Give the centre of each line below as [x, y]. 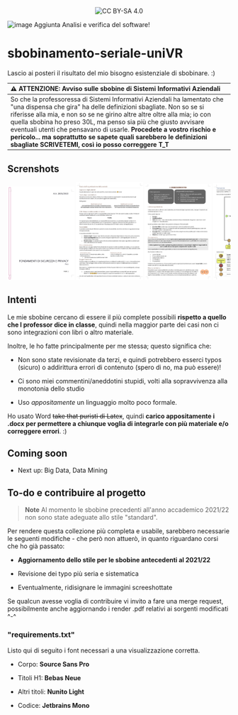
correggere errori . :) [37, 431]
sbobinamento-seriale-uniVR [95, 54]
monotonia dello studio [51, 388]
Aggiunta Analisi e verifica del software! [92, 24]
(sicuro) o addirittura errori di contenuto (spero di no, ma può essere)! [119, 367]
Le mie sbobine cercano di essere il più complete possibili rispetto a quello [117, 317]
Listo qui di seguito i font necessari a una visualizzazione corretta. [104, 650]
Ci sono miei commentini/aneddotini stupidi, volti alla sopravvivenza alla [123, 381]
